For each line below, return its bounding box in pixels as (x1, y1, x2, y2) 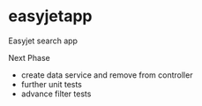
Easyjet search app (8, 35, 79, 46)
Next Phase (8, 52, 50, 63)
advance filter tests (20, 88, 92, 99)
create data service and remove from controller (20, 69, 193, 80)
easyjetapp (8, 6, 93, 26)
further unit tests (20, 79, 83, 89)
